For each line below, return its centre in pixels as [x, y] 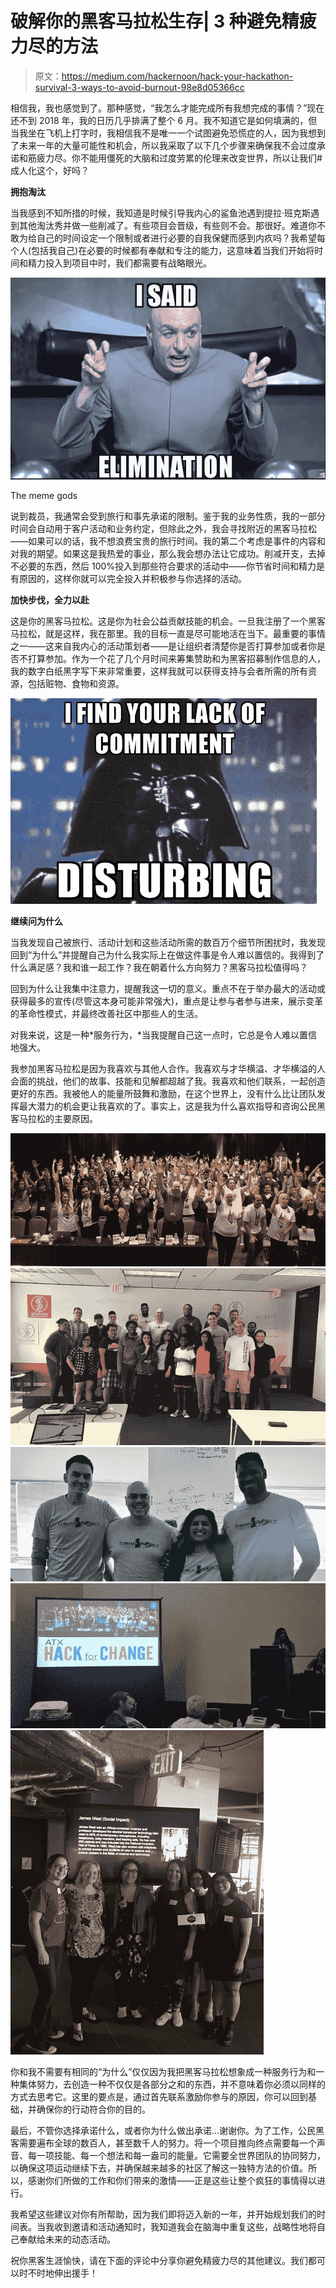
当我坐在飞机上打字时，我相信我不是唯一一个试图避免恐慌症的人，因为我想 [163, 133]
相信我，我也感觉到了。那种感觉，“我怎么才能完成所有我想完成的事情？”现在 [167, 108]
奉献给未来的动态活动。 [67, 2239]
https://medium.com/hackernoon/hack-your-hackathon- [177, 76]
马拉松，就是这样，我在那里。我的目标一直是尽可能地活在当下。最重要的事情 [168, 634]
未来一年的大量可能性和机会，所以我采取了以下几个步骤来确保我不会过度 [167, 145]
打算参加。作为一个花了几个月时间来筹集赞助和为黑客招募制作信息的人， [176, 659]
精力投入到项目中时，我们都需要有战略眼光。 [119, 263]
